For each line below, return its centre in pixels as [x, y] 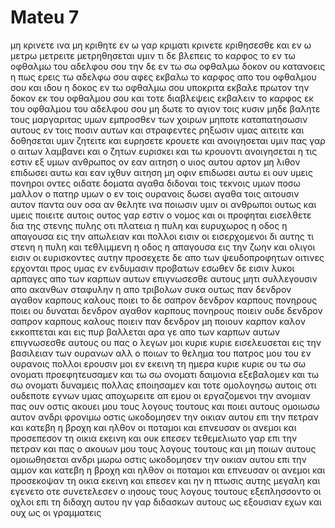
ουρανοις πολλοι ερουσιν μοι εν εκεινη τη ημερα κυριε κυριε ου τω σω [158, 363]
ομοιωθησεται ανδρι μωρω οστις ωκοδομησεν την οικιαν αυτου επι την [158, 459]
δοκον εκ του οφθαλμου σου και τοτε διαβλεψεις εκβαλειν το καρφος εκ [162, 98]
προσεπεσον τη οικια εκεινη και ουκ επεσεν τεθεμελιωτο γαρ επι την [154, 438]
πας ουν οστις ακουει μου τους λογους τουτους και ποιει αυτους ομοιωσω [165, 406]
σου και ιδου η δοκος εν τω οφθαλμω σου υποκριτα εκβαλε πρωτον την [160, 87]
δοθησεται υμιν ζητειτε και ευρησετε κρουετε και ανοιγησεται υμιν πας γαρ [168, 140]
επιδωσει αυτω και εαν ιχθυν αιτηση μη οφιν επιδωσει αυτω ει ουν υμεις [161, 172]
